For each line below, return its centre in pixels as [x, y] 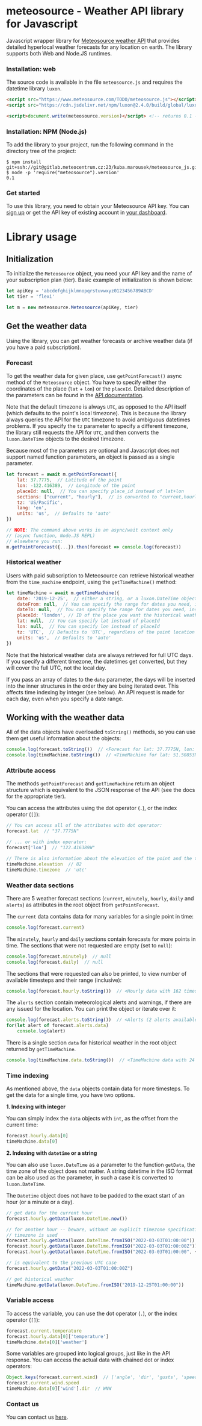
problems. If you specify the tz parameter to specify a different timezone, [97, 426]
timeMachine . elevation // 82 [44, 864]
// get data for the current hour [50, 1213]
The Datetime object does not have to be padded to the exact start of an [95, 1195]
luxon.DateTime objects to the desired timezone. [66, 439]
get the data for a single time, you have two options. [71, 1095]
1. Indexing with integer [36, 1107]
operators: [19, 1366]
